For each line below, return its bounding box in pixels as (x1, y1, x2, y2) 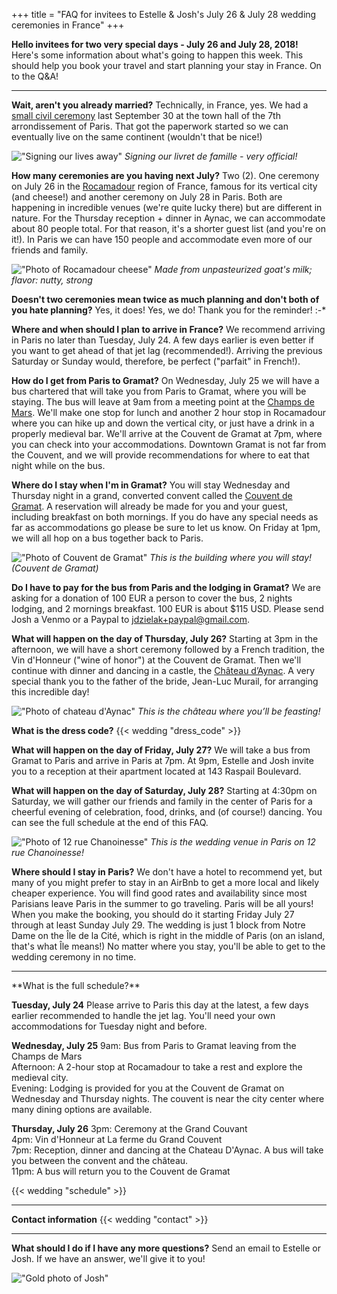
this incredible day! (11, 686, 90, 698)
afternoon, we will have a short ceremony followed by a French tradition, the (11, 644, 325, 655)
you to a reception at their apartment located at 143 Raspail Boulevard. (11, 765, 302, 777)
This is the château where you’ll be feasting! (137, 705, 321, 717)
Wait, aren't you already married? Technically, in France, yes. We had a (11, 99, 309, 111)
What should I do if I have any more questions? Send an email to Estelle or (11, 1242, 321, 1254)
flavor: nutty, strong (11, 274, 93, 286)
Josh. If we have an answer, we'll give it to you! (11, 1253, 206, 1264)
